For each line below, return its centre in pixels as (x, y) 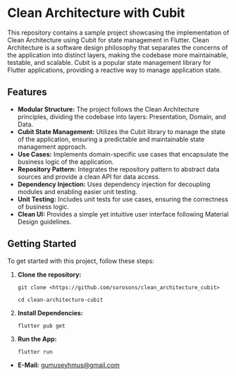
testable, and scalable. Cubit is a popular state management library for (109, 62)
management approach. (52, 147)
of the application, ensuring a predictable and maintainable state (111, 139)
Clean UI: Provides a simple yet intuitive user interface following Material (123, 214)
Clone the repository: (49, 274)
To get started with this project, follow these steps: (81, 261)
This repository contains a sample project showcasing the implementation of (118, 32)
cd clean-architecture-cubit (60, 300)
